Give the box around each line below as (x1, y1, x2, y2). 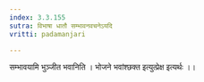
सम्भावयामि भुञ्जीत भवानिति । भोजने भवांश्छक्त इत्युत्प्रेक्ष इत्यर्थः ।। (9, 61, 197, 72)
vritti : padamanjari (9, 29, 87, 38)
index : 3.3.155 (9, 12, 66, 22)
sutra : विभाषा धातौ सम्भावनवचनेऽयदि (9, 21, 113, 30)
